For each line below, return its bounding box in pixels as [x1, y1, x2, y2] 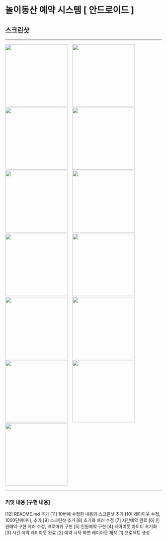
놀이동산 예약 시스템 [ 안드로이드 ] [5, 4, 134, 16]
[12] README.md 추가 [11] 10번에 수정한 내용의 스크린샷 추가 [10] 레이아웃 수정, [5, 511, 161, 517]
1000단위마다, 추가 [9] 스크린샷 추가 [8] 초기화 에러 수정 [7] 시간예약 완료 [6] [5, 517, 155, 523]
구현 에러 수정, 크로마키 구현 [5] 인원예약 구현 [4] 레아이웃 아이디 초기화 [18, 524, 158, 530]
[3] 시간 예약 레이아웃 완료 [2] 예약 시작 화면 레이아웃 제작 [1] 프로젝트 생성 [5, 530, 150, 536]
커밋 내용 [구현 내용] [5, 499, 51, 506]
